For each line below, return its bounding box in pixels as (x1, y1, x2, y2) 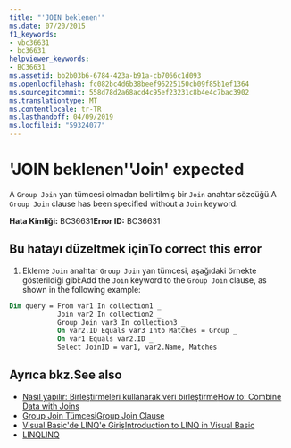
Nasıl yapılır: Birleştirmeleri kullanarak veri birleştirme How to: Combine (21, 391, 282, 402)
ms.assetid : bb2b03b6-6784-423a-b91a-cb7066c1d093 (9, 71, 202, 80)
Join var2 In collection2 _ (56, 310, 162, 319)
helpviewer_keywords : (9, 54, 90, 63)
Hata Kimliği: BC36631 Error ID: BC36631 (9, 215, 161, 226)
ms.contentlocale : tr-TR (9, 104, 102, 113)
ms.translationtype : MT (9, 95, 98, 105)
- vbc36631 (9, 37, 50, 47)
